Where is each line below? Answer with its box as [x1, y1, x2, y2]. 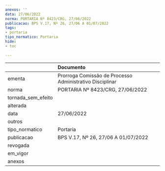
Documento [57, 64, 86, 71]
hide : [5, 39, 16, 44]
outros [7, 118, 23, 125]
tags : [5, 25, 16, 30]
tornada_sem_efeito [7, 94, 53, 101]
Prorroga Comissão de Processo [57, 72, 133, 79]
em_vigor [7, 150, 28, 157]
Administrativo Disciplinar [57, 78, 117, 85]
